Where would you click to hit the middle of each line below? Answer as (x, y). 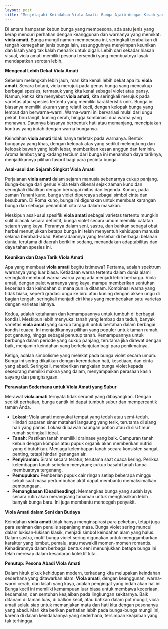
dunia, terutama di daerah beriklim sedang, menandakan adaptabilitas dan (81, 242)
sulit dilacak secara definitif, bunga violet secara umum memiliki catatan (79, 220)
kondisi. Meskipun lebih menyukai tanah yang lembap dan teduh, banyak (80, 319)
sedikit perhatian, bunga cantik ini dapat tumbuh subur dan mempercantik (81, 402)
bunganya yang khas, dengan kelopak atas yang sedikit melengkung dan (80, 143)
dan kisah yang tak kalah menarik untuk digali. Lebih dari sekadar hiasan (80, 50)
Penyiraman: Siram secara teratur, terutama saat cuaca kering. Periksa (85, 459)
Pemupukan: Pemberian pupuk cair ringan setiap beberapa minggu (82, 475)
